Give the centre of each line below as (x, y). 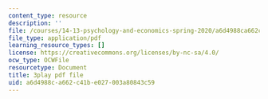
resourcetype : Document (48, 68)
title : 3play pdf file (46, 75)
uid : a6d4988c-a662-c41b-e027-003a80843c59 (82, 82)
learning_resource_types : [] (57, 46)
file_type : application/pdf (55, 38)
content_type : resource (48, 16)
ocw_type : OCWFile (39, 61)
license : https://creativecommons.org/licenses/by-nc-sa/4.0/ (114, 53)
